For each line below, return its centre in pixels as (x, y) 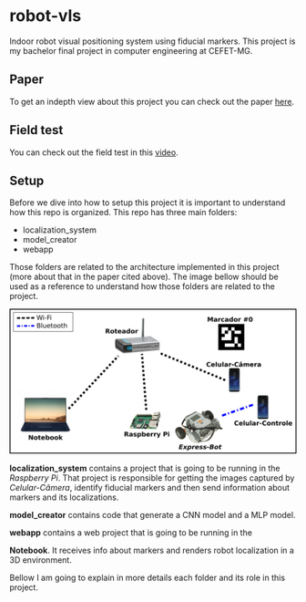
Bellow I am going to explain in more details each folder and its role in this (147, 577)
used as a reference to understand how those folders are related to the (142, 286)
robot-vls (46, 16)
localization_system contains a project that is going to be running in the (145, 468)
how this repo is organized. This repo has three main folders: (123, 213)
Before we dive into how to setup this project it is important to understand (148, 202)
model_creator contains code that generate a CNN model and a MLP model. (153, 514)
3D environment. (41, 560)
